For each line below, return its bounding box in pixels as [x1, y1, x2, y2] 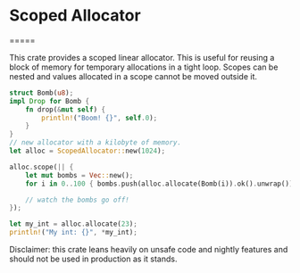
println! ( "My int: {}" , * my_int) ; [9, 228, 138, 237]
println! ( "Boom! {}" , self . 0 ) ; [41, 113, 158, 122]
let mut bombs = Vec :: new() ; [25, 170, 134, 179]
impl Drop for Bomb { [9, 96, 90, 105]
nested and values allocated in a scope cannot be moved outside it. [9, 70, 257, 81]
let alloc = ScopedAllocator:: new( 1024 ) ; [9, 146, 166, 156]
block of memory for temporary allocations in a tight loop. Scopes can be [9, 62, 279, 72]
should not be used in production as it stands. [9, 253, 178, 264]
